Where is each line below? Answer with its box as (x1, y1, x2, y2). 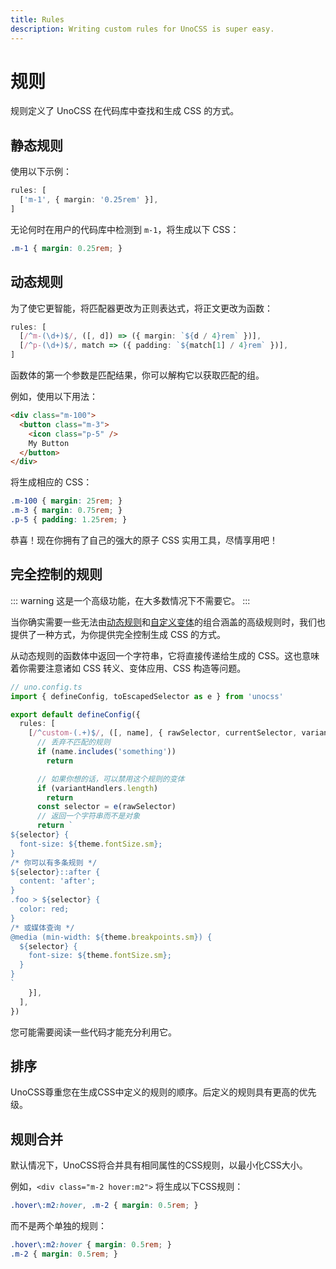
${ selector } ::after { (10, 867, 101, 877)
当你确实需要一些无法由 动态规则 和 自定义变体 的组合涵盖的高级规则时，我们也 (10, 616, 326, 628)
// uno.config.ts (10, 682, 83, 692)
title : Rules (10, 14, 65, 25)
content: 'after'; (19, 876, 97, 886)
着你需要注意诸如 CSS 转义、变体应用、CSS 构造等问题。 (10, 662, 247, 674)
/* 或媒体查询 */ (10, 922, 75, 933)
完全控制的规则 (10, 566, 103, 583)
